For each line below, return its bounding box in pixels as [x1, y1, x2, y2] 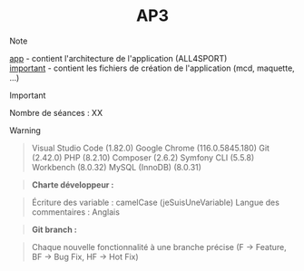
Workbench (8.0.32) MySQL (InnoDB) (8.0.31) [31, 161, 202, 172]
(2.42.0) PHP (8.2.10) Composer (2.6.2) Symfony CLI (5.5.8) [31, 151, 255, 163]
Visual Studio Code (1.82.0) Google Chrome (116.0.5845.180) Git [31, 142, 270, 153]
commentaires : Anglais [31, 206, 121, 218]
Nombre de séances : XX [9, 107, 103, 118]
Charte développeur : [31, 179, 114, 190]
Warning [9, 124, 41, 136]
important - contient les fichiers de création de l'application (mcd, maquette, [9, 63, 295, 73]
